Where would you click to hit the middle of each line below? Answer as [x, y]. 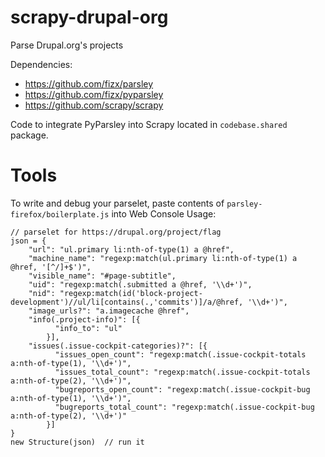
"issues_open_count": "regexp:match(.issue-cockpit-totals [180, 354]
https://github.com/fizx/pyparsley [94, 94]
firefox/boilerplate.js [60, 214]
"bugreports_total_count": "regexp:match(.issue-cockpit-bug [184, 407]
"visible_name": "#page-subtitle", [102, 276]
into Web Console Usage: [164, 213]
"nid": [42, 293]
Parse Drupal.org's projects [67, 45]
